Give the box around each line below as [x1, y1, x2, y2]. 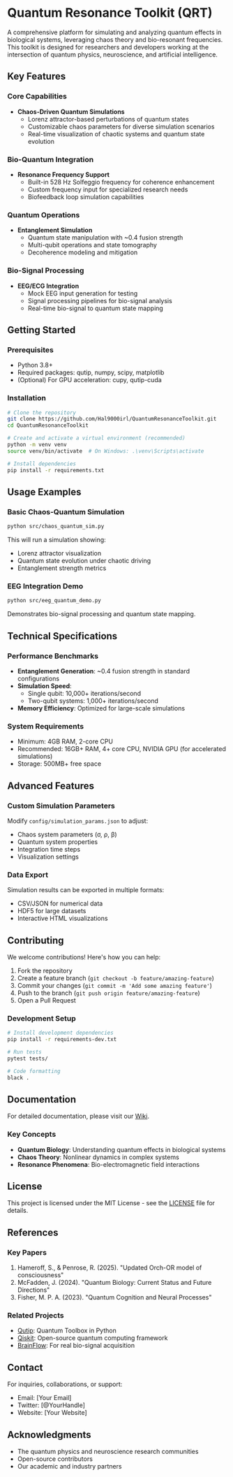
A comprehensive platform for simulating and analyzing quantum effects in [7, 28, 222, 36]
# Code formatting [7, 1068, 61, 1075]
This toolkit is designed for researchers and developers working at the [7, 43, 209, 51]
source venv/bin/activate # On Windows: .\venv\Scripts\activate [7, 447, 204, 455]
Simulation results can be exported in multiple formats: [7, 886, 165, 894]
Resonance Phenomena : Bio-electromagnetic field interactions [17, 1160, 200, 1168]
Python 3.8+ [17, 361, 54, 370]
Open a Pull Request [17, 996, 77, 1005]
